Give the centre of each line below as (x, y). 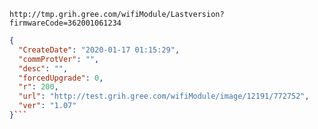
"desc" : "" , (43, 68)
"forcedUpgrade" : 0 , (61, 78)
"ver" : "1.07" (47, 106)
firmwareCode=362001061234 (65, 23)
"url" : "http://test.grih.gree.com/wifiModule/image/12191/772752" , (164, 96)
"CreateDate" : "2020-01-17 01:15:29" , (99, 50)
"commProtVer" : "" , (59, 59)
